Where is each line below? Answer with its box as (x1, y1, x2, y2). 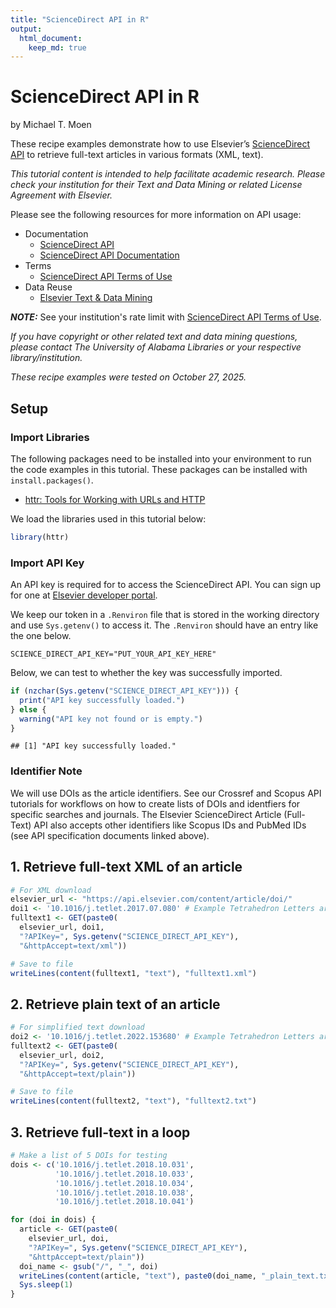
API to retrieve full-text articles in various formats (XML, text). (10, 149, 264, 161)
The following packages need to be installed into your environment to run (10, 452, 312, 465)
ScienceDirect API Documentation (39, 249, 180, 261)
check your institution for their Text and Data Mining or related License (10, 179, 303, 191)
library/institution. (10, 352, 83, 364)
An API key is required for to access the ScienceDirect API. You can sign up (10, 579, 322, 591)
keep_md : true (28, 42, 87, 53)
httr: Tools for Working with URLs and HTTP (24, 493, 206, 505)
